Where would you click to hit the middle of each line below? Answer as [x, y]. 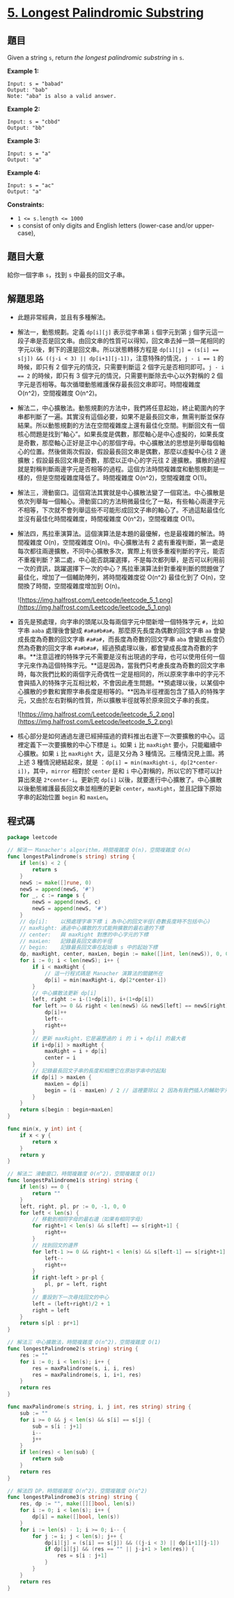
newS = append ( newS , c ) [67, 902]
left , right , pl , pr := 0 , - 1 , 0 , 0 [73, 1206]
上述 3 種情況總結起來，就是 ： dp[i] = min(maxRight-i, [97, 762]
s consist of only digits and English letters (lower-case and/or [105, 225]
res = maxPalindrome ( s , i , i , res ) [84, 1368]
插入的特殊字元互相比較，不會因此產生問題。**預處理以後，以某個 [124, 683]
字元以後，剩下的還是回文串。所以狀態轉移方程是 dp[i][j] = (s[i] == [118, 349]
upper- [204, 225]
